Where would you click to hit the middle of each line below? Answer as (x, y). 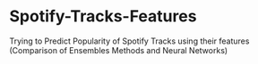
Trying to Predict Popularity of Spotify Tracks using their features (129, 41)
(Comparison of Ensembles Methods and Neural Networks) (119, 50)
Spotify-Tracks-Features (103, 16)
